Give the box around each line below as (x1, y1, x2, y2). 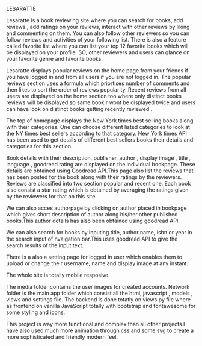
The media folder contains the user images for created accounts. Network (6, 283, 190, 290)
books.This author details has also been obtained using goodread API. (6, 217, 180, 224)
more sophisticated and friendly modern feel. (6, 333, 118, 340)
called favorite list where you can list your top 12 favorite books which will (6, 42, 189, 49)
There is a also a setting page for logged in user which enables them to (6, 253, 182, 260)
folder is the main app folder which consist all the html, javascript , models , (6, 289, 194, 297)
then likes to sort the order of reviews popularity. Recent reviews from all (6, 86, 186, 93)
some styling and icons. (6, 309, 66, 316)
